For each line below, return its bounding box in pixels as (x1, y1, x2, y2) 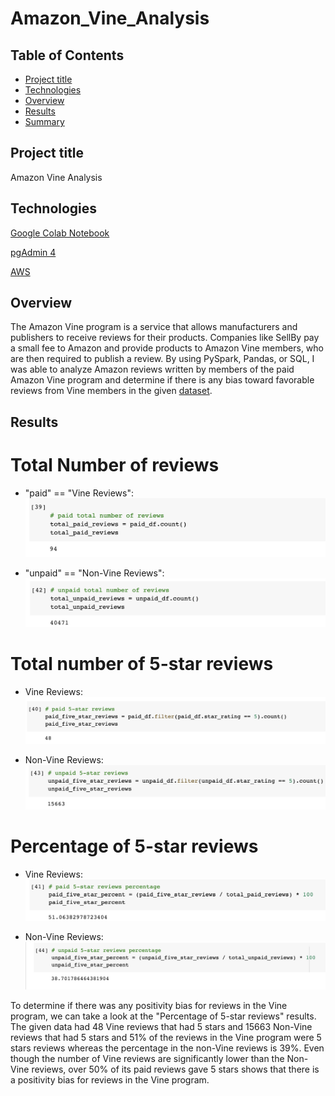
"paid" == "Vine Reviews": (24, 487, 134, 499)
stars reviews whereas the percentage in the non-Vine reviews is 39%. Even (10, 1042, 325, 1054)
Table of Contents (10, 47, 125, 64)
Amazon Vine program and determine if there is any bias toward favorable (10, 374, 315, 386)
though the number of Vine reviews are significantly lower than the (10, 1052, 285, 1064)
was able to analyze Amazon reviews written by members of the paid (10, 363, 295, 376)
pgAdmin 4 (10, 246, 57, 258)
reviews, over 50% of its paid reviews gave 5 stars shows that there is (31, 1063, 320, 1075)
